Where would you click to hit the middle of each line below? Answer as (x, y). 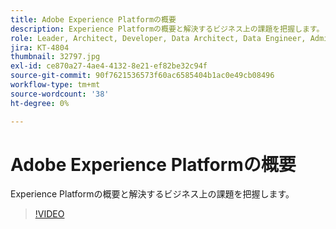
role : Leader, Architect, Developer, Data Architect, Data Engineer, (158, 38)
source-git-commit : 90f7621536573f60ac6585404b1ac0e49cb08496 (142, 76)
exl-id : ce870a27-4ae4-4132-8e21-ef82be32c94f (109, 66)
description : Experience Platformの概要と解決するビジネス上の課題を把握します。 (167, 29)
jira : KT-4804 (40, 47)
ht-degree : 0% (40, 103)
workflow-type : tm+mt (55, 85)
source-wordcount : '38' (60, 94)
